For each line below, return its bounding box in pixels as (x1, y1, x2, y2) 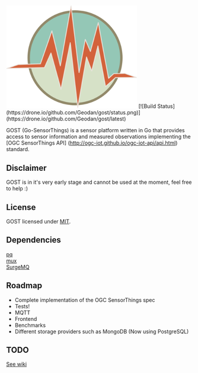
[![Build (138, 103, 156, 110)
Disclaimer (6, 162, 47, 173)
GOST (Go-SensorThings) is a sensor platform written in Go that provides (6, 127, 185, 134)
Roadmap (6, 280, 43, 291)
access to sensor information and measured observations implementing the (6, 133, 191, 141)
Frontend (14, 315, 37, 322)
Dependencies (6, 235, 61, 245)
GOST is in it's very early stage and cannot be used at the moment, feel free (6, 178, 192, 186)
